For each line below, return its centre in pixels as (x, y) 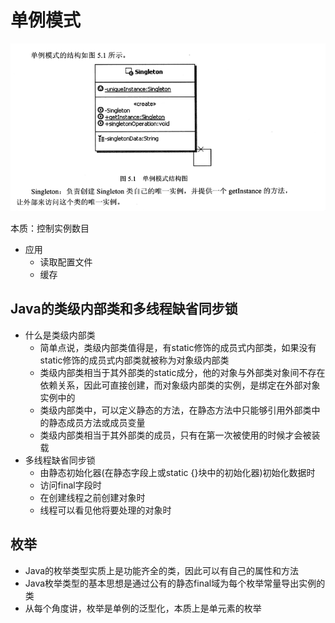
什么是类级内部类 (60, 335)
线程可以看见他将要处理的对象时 (105, 510)
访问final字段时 (70, 485)
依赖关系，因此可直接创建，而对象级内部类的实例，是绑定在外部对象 (180, 385)
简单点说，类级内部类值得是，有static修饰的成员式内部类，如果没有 (178, 347)
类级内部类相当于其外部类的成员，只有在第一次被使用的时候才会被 (175, 435)
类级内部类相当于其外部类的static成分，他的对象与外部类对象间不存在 (182, 372)
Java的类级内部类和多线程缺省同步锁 (124, 309)
